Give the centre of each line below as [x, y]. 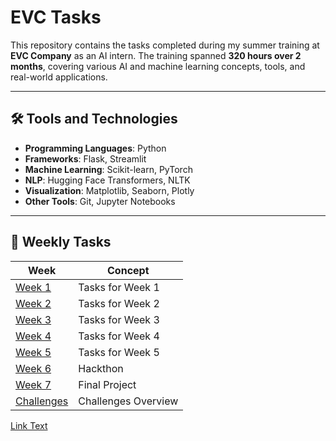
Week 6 [33, 368]
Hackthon [101, 368]
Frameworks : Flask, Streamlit [85, 158]
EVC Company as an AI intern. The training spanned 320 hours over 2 [156, 55]
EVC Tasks [56, 17]
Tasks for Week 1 [119, 287]
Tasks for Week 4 [119, 336]
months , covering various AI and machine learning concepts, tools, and [158, 66]
